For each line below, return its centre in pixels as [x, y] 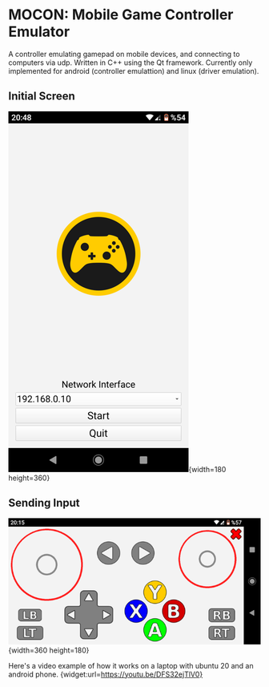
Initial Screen [42, 97]
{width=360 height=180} [49, 650]
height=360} [29, 478]
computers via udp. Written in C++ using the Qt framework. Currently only [130, 63]
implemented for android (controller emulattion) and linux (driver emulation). [134, 71]
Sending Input [44, 503]
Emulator [39, 32]
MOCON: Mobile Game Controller [121, 15]
